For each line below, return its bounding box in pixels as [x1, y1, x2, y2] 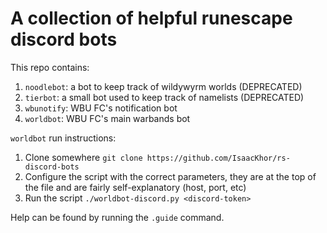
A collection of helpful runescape [10, 7, 293, 30]
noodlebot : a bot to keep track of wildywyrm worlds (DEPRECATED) [24, 80, 303, 92]
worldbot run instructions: [10, 132, 117, 144]
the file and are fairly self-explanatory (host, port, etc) [24, 181, 247, 193]
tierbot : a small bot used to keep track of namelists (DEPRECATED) [24, 91, 305, 103]
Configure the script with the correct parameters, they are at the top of [24, 170, 317, 182]
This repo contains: [10, 61, 90, 73]
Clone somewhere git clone [24, 151, 143, 163]
